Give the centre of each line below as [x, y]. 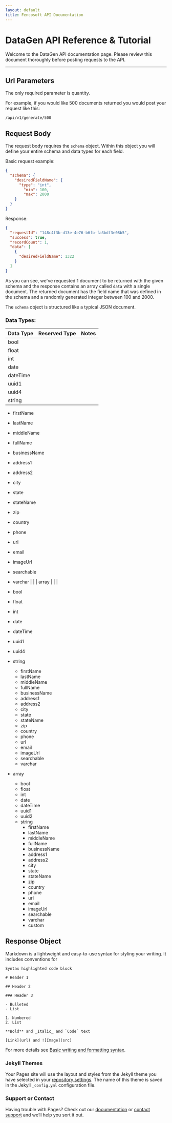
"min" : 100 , [37, 190]
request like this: [23, 109]
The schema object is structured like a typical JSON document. [70, 307]
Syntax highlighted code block [39, 968]
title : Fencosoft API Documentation [44, 15]
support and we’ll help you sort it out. [45, 1115]
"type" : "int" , [35, 185]
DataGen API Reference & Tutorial [78, 40]
